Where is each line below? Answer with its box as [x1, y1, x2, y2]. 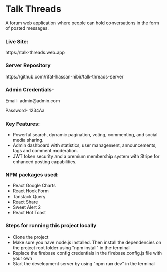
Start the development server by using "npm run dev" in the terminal [12, 260, 155, 266]
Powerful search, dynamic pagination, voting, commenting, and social [12, 132, 158, 138]
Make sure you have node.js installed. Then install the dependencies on [12, 239, 161, 245]
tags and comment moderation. [12, 148, 78, 154]
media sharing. [12, 137, 44, 143]
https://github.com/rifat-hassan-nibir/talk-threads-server [5, 73, 124, 80]
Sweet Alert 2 [12, 204, 41, 210]
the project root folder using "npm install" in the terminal [12, 244, 130, 251]
